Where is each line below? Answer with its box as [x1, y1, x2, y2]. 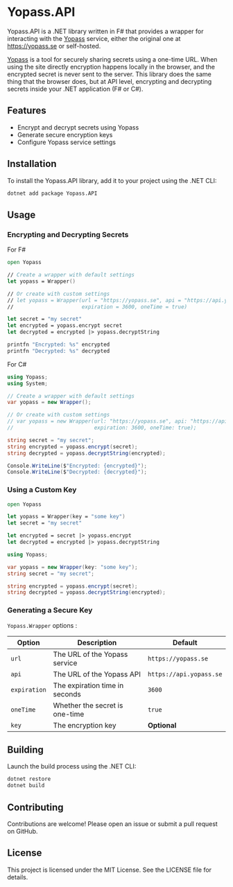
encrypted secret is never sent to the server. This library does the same [7, 70, 212, 78]
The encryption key [53, 720, 116, 730]
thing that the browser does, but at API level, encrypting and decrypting [7, 77, 212, 85]
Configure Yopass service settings [17, 138, 116, 146]
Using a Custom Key [7, 485, 77, 495]
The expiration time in [53, 680, 124, 690]
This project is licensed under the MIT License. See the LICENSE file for [7, 866, 212, 874]
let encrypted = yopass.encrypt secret [7, 322, 123, 329]
